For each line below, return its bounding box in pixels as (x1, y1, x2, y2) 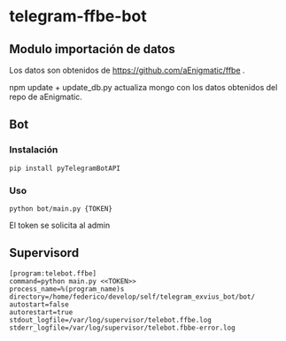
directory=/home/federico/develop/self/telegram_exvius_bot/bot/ (9, 292, 255, 301)
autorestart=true (9, 307, 73, 316)
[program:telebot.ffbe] (9, 268, 97, 278)
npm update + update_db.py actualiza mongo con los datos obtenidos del (9, 82, 278, 92)
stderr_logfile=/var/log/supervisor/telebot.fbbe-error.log (9, 323, 236, 332)
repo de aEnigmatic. (9, 91, 82, 102)
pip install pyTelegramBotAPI (9, 164, 121, 173)
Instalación (9, 143, 58, 156)
